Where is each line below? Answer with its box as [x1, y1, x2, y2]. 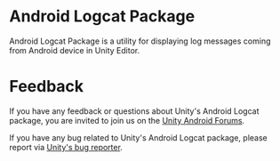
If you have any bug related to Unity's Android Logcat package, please [9, 132, 268, 143]
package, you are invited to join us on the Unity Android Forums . [9, 115, 245, 125]
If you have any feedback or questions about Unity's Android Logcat [9, 105, 260, 117]
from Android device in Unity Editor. [9, 44, 140, 55]
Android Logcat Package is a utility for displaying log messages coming [9, 36, 271, 46]
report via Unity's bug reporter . [9, 141, 123, 152]
